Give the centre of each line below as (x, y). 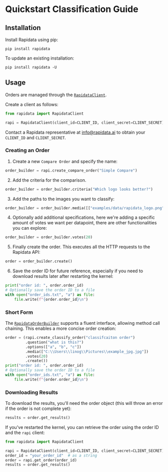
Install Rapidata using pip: (32, 40)
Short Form (19, 312)
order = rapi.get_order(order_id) (41, 460)
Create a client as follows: (32, 104)
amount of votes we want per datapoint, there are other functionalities (84, 223)
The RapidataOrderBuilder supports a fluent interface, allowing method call (82, 323)
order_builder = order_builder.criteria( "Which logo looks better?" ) (79, 189)
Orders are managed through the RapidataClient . (56, 95)
